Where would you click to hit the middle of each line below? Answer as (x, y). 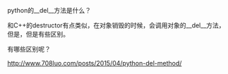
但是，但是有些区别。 (38, 34)
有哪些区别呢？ (29, 49)
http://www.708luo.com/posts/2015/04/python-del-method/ (95, 63)
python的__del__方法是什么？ (49, 10)
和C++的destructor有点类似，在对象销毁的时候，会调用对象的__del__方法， (116, 25)
